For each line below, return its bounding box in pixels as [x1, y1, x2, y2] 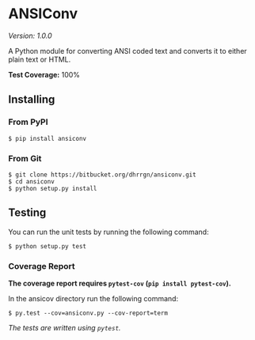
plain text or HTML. [8, 55, 71, 64]
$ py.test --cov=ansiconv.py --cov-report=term [8, 309, 169, 317]
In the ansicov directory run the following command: [8, 294, 179, 304]
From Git [8, 153, 42, 164]
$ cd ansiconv [8, 177, 55, 186]
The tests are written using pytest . [8, 323, 121, 333]
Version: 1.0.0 [8, 31, 53, 40]
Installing [8, 93, 55, 107]
